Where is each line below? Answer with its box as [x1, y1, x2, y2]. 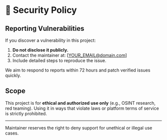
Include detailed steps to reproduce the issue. [12, 58, 107, 64]
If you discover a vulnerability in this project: [5, 37, 96, 43]
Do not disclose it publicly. [12, 47, 69, 53]
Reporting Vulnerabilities [5, 24, 84, 33]
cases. [5, 130, 19, 136]
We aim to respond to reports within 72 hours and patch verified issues [5, 67, 151, 73]
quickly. [5, 72, 21, 78]
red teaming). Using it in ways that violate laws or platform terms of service [5, 105, 159, 111]
